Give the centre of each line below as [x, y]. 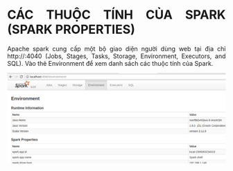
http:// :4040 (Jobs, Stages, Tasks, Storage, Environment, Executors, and [116, 56]
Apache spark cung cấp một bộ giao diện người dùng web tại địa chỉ [116, 48]
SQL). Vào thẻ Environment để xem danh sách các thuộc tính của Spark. [110, 63]
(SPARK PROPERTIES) [71, 29]
